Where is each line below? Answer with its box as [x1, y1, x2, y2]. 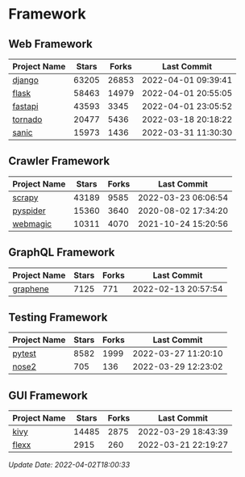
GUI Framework [8, 388, 89, 402]
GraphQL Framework [8, 245, 115, 259]
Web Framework [8, 37, 93, 51]
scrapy [12, 191, 39, 203]
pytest [12, 348, 36, 359]
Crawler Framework [8, 154, 110, 168]
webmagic [12, 218, 52, 229]
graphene [12, 283, 50, 295]
